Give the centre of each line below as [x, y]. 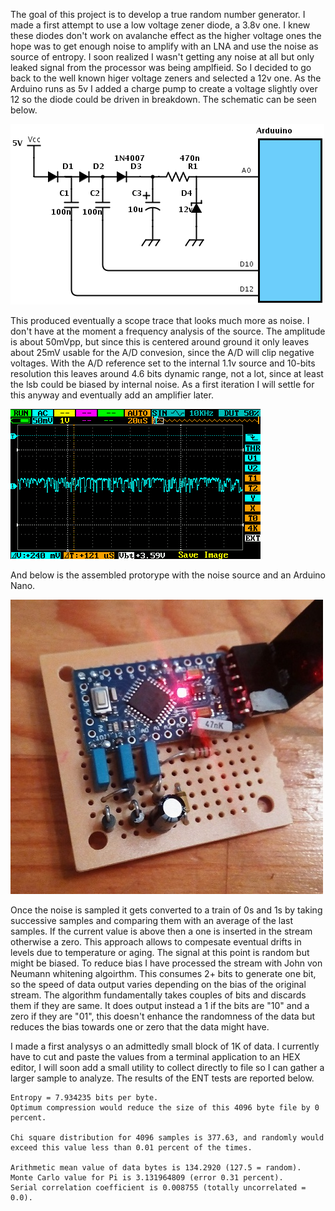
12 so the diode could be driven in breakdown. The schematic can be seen [163, 99]
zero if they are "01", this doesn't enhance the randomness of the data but [163, 1016]
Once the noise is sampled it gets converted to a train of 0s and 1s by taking [166, 910]
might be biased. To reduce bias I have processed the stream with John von [166, 963]
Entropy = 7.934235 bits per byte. [84, 1098]
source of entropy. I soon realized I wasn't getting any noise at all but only [162, 57]
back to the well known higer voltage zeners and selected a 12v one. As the [166, 78]
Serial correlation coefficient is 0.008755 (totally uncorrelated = [158, 1188]
